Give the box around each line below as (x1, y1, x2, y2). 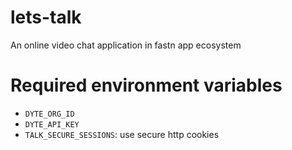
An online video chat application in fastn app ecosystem (10, 39, 242, 51)
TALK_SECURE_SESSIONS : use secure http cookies (24, 128, 220, 140)
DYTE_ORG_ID (24, 109, 75, 119)
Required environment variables (10, 74, 283, 97)
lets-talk (10, 6, 82, 29)
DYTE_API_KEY (24, 119, 80, 130)
